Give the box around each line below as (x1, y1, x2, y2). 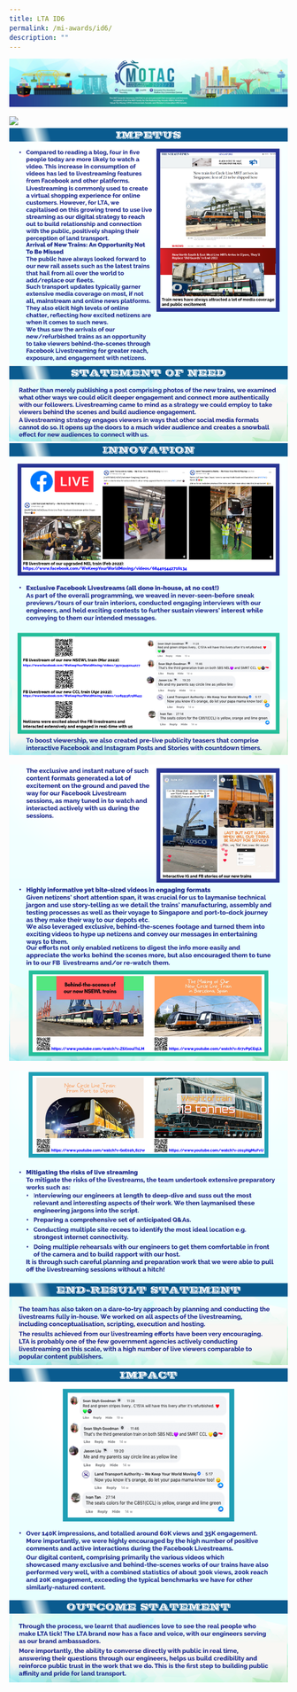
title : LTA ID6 (9, 14, 65, 23)
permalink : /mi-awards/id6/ (9, 23, 113, 33)
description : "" (9, 33, 69, 42)
